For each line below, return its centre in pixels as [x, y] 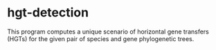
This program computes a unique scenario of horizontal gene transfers [108, 32]
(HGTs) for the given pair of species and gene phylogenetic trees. [101, 38]
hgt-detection [48, 13]
